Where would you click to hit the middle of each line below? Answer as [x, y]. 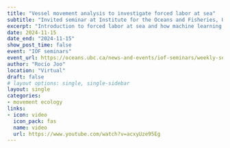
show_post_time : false [39, 45]
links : [16, 108]
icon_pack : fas [35, 121]
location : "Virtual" [37, 70]
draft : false [26, 77]
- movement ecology [35, 102]
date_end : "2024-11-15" [41, 39]
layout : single [29, 89]
